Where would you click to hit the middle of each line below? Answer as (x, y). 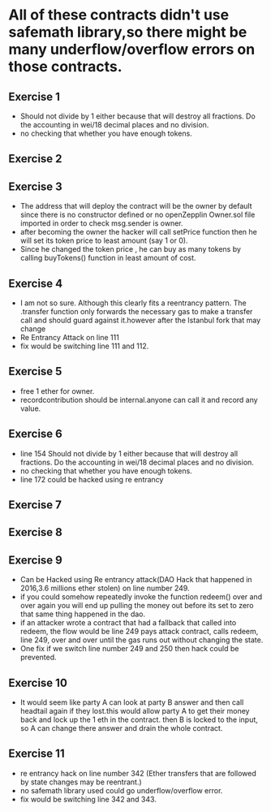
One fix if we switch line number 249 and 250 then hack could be (129, 649)
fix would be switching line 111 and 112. (84, 346)
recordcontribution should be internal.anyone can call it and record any (139, 400)
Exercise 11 (37, 754)
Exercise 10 (38, 682)
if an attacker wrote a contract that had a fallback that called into (128, 623)
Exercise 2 (35, 159)
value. (30, 408)
